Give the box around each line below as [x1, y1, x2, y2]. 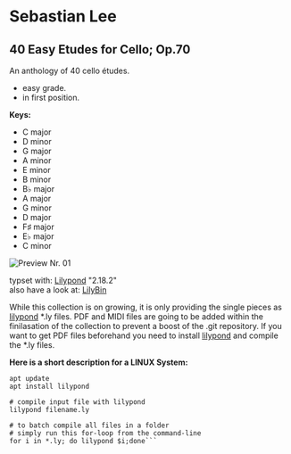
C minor [21, 241, 52, 251]
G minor [21, 202, 52, 213]
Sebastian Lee [9, 6, 118, 27]
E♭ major [21, 231, 54, 242]
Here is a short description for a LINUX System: [9, 357, 188, 367]
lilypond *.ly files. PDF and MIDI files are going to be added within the [9, 311, 263, 322]
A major [21, 194, 52, 203]
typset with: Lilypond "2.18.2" [9, 275, 118, 285]
